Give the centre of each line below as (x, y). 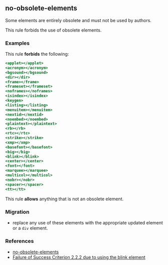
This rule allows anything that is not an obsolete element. (64, 199)
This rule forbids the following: (37, 54)
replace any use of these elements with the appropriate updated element (88, 222)
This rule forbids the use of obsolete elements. (53, 30)
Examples (18, 43)
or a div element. (30, 228)
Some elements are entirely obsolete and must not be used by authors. (78, 20)
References (20, 241)
